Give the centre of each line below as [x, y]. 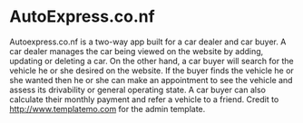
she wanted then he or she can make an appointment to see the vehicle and [151, 80]
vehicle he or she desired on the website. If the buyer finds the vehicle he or [152, 71]
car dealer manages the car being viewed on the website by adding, [137, 51]
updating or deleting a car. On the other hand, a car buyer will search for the [151, 61]
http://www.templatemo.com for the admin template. [108, 109]
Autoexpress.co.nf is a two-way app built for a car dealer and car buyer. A [148, 42]
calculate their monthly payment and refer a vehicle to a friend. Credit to [144, 99]
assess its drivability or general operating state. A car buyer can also [137, 90]
